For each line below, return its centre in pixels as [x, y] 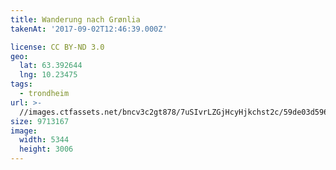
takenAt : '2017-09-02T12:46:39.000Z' [89, 29]
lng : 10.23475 [48, 75]
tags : [21, 84]
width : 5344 [44, 140]
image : [24, 131]
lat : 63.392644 [51, 66]
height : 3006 [46, 149]
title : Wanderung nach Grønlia [75, 19]
